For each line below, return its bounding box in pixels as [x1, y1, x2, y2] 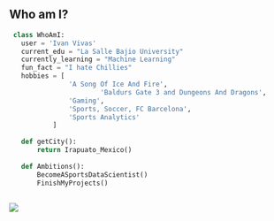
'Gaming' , [68, 96, 104, 105]
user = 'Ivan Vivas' [20, 39, 97, 48]
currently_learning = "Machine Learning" [20, 55, 176, 65]
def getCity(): [20, 137, 77, 147]
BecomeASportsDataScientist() [36, 170, 148, 179]
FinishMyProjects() [36, 179, 109, 187]
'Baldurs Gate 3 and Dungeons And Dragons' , [100, 88, 267, 96]
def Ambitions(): [20, 162, 86, 171]
